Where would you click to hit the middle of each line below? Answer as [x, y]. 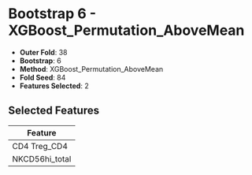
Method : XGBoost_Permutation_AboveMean [91, 69]
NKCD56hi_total [42, 158]
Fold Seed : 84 [43, 77]
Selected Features [54, 111]
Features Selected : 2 [54, 86]
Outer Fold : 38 [43, 52]
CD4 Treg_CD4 [40, 146]
